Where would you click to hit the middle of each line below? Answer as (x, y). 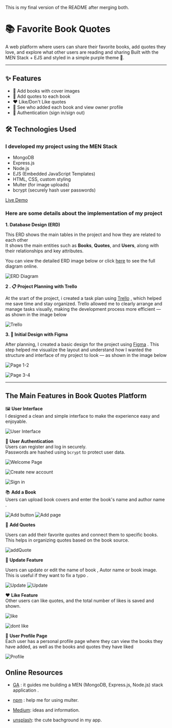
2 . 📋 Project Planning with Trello (41, 286)
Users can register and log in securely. (46, 446)
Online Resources (34, 672)
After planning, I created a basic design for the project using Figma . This (82, 344)
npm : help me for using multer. (46, 700)
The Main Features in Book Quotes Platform (76, 396)
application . (26, 690)
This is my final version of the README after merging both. (67, 7)
